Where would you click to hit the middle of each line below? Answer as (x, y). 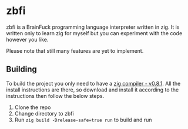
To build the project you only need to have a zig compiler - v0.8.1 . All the (93, 83)
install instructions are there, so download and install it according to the (93, 90)
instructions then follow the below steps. (55, 96)
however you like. (27, 39)
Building (21, 69)
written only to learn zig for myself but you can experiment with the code (94, 33)
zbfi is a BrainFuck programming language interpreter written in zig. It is (93, 27)
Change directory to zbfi (44, 113)
